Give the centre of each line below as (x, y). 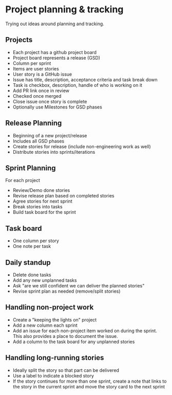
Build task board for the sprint (44, 212)
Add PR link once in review (41, 91)
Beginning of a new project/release (50, 135)
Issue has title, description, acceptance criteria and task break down (85, 79)
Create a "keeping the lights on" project (55, 319)
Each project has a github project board (54, 52)
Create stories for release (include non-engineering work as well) (82, 146)
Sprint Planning (31, 168)
